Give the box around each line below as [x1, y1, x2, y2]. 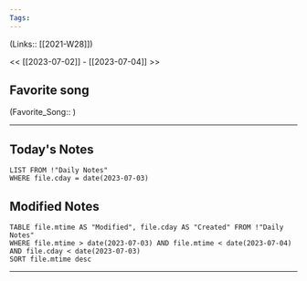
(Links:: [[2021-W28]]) [9, 38, 93, 49]
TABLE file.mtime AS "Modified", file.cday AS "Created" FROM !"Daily [9, 223, 284, 233]
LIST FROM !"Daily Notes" [9, 166, 108, 175]
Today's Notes [9, 141, 94, 157]
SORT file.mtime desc [9, 255, 92, 265]
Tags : [9, 13, 30, 23]
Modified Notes [9, 198, 100, 214]
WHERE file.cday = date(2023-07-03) [9, 174, 149, 183]
